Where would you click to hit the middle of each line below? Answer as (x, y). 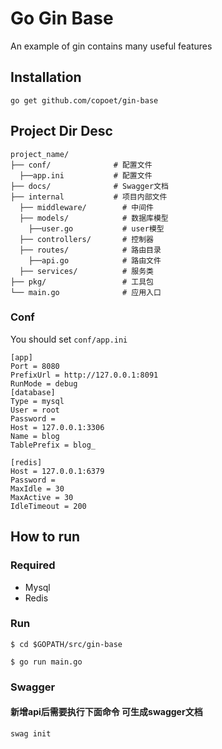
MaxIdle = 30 (37, 488)
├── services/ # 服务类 (86, 271)
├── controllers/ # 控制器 (86, 239)
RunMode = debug (44, 383)
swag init (31, 733)
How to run (45, 537)
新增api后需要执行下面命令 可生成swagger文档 (106, 712)
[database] (33, 392)
